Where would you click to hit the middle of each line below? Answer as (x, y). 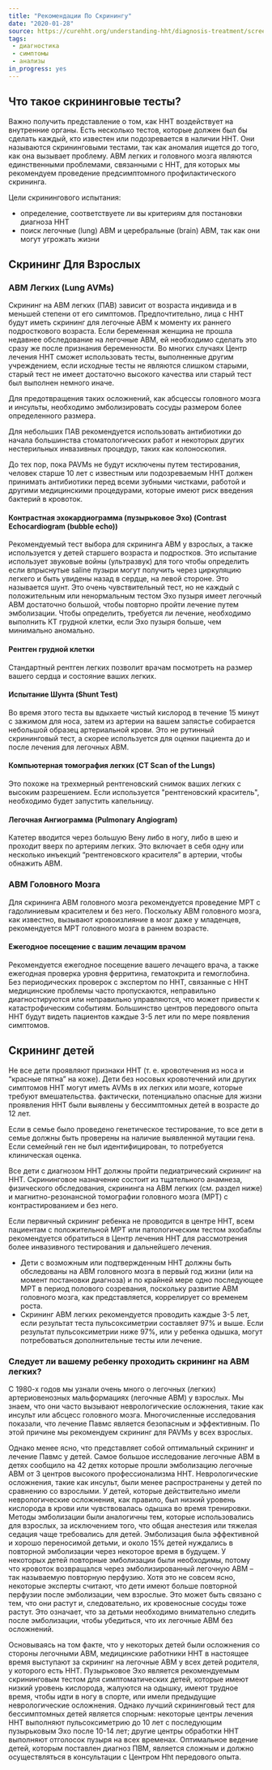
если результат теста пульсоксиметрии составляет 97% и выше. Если (142, 1323)
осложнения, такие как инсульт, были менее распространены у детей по (135, 1482)
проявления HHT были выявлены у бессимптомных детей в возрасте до (134, 1104)
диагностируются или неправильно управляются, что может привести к (134, 999)
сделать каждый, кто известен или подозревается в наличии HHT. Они (132, 138)
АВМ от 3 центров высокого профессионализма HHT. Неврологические (134, 1474)
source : (21, 31)
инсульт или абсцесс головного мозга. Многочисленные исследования (132, 1414)
